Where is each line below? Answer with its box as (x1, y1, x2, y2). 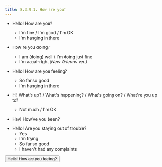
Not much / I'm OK (19, 106, 57, 112)
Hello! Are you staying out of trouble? (12, 125, 87, 131)
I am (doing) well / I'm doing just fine (19, 54, 93, 60)
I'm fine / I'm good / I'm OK (19, 30, 74, 35)
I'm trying (19, 136, 39, 141)
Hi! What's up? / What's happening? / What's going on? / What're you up (12, 92, 158, 98)
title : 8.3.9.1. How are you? (5, 7, 66, 12)
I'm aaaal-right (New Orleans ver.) (19, 59, 88, 64)
